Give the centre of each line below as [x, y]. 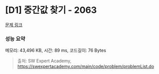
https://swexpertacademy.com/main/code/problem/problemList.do [86, 67]
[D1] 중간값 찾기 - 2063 [51, 10]
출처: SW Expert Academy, [44, 61]
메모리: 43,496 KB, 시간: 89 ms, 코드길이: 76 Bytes [56, 50]
